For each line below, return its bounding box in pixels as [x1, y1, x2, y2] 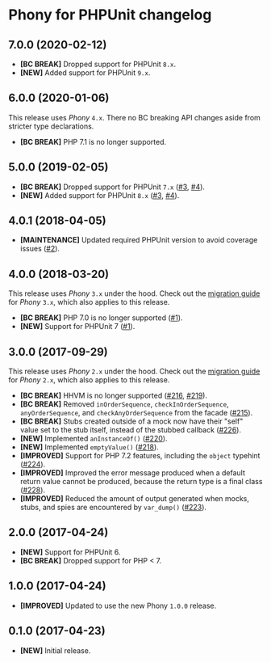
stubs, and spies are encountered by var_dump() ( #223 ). [19, 503, 207, 512]
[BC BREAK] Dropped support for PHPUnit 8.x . [19, 59, 177, 69]
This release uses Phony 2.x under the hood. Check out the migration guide [8, 366, 261, 377]
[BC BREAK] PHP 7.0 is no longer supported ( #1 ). [19, 313, 183, 323]
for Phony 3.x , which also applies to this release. [8, 297, 170, 307]
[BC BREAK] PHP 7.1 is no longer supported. [19, 137, 167, 146]
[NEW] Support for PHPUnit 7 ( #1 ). [19, 322, 135, 331]
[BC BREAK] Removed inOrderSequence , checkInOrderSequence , [19, 399, 229, 409]
